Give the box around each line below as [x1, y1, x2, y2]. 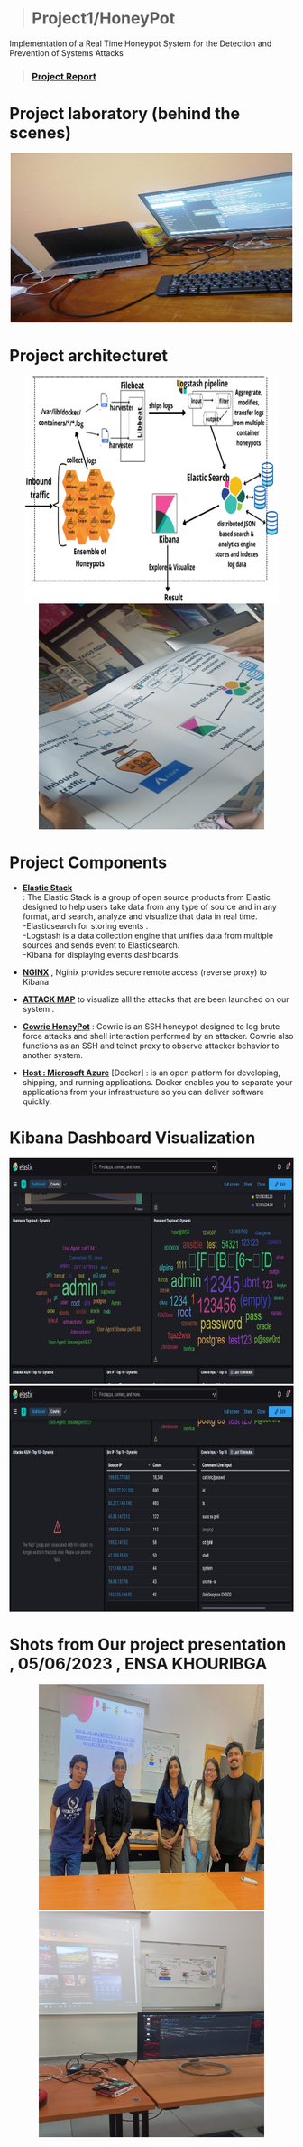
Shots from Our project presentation [9, 1634, 287, 1655]
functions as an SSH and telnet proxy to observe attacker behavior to [22, 1040, 280, 1051]
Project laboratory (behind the [9, 104, 241, 125]
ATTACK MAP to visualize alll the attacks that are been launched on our [22, 993, 290, 1005]
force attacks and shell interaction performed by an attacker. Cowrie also [22, 1030, 294, 1041]
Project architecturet [9, 345, 169, 366]
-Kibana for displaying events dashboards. [22, 949, 181, 960]
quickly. [22, 1096, 52, 1107]
